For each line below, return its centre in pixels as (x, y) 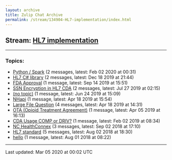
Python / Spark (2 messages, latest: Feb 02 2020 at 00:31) (74, 72)
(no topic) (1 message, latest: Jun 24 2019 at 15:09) (67, 94)
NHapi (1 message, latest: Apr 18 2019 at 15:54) (62, 99)
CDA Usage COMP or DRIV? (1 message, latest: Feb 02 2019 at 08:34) (86, 121)
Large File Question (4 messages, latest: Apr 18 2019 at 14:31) (78, 105)
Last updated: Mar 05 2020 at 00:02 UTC (49, 152)
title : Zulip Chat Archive (34, 15)
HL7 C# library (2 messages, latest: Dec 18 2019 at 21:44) (73, 77)
